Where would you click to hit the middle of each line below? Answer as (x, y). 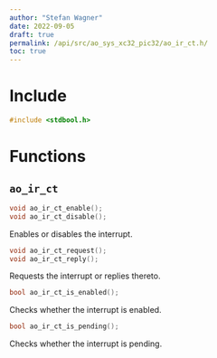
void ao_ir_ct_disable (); (58, 217)
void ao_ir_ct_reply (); (54, 259)
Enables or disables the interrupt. (71, 234)
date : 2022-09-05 (42, 26)
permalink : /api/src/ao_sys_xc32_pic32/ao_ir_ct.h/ (108, 43)
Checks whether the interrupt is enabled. (85, 310)
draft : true (32, 34)
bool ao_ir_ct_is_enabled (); (64, 293)
